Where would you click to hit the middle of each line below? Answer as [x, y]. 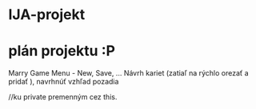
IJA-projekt [47, 15]
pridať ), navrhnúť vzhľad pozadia [64, 82]
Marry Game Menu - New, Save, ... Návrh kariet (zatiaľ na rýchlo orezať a [129, 73]
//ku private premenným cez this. [63, 97]
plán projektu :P [62, 51]
